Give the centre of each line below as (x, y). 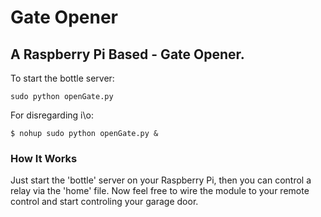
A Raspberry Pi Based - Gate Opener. (127, 54)
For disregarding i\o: (52, 115)
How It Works (44, 158)
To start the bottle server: (62, 78)
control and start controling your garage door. (104, 202)
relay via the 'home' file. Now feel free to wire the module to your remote (160, 191)
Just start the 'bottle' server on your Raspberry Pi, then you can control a (161, 180)
